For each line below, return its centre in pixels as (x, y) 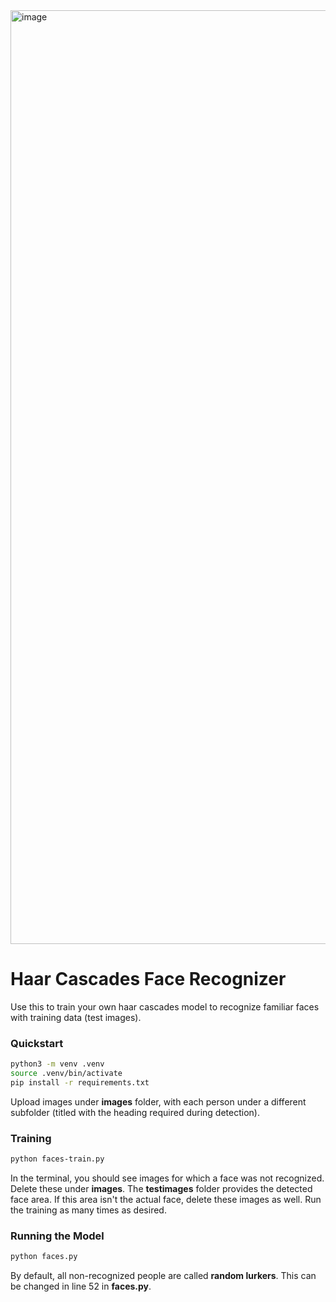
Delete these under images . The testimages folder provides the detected (161, 1189)
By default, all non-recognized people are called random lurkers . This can (163, 1276)
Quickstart (37, 1043)
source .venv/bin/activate (66, 1074)
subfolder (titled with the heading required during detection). (135, 1112)
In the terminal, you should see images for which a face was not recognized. (167, 1178)
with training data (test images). (76, 1017)
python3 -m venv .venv (57, 1064)
